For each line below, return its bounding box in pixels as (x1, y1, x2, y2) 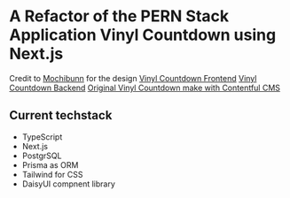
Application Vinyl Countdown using (9, 25, 277, 45)
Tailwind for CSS (21, 169, 83, 179)
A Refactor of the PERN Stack (9, 6, 229, 27)
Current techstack (9, 108, 113, 123)
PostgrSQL (21, 150, 62, 161)
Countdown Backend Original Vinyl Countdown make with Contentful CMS (9, 82, 281, 93)
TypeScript (21, 131, 63, 142)
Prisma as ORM (21, 159, 79, 170)
